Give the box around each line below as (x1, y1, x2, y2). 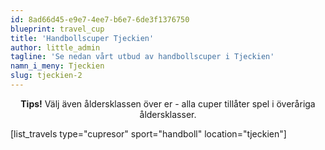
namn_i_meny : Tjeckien (10, 61, 105, 71)
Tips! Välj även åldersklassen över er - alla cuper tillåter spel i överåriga (20, 97, 316, 110)
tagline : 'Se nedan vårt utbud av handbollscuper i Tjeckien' (10, 52, 275, 62)
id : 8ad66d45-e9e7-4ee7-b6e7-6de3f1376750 (10, 14, 190, 25)
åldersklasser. (139, 108, 197, 120)
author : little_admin (10, 42, 101, 53)
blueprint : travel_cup (10, 24, 105, 34)
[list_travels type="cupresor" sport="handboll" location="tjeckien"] (10, 127, 287, 140)
